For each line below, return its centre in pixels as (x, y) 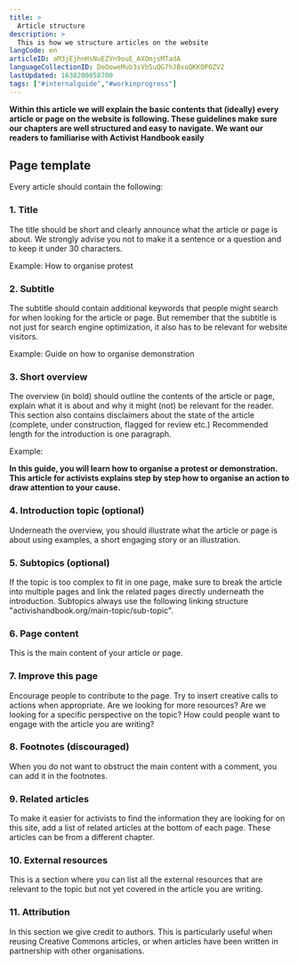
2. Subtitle (32, 289)
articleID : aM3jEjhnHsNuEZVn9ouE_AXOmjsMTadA (95, 59)
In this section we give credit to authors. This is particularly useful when (141, 931)
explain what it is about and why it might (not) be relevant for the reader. (141, 405)
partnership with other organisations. (77, 951)
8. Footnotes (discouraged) (69, 747)
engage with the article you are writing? (82, 724)
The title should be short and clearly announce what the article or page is (144, 229)
